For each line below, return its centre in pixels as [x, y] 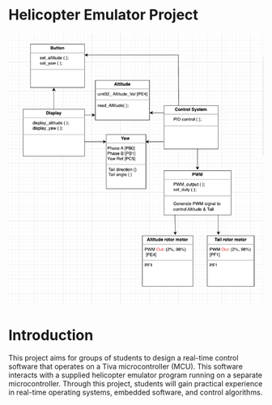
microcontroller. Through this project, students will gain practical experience [136, 383]
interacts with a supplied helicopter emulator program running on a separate [136, 375]
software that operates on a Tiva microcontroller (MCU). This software [125, 366]
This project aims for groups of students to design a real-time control [123, 357]
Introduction [51, 335]
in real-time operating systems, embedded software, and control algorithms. [136, 392]
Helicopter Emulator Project [103, 15]
